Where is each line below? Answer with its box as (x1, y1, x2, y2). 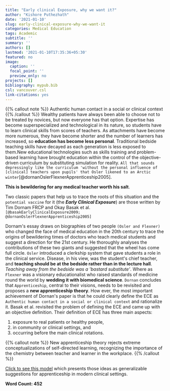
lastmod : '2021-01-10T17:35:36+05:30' (5, 50, 87, 55)
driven (5, 160, 19, 166)
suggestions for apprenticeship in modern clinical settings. (5, 371, 128, 377)
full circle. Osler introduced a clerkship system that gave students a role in (5, 250, 161, 256)
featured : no (5, 54, 33, 60)
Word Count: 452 (5, 381, 43, 387)
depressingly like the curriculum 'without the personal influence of (5, 165, 158, 170)
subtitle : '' (5, 36, 33, 41)
